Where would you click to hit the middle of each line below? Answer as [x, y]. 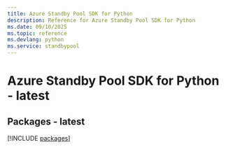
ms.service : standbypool [43, 46]
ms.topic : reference [37, 33]
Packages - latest [46, 121]
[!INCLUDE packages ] [39, 138]
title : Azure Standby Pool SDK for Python [70, 14]
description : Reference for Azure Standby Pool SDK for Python [101, 20]
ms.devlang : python [36, 40]
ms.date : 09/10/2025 [37, 27]
